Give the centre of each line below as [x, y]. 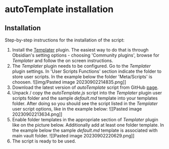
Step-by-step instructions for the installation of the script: [65, 40]
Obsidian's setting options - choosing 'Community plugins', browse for [86, 55]
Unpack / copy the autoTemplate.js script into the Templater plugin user [87, 93]
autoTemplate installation [59, 9]
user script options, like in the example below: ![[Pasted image [77, 109]
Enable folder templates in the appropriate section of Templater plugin [85, 119]
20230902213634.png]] [37, 114]
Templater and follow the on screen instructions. [62, 61]
